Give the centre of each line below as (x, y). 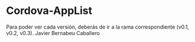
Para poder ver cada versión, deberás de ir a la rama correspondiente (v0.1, (98, 27)
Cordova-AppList (49, 11)
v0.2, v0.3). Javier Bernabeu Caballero (53, 33)
